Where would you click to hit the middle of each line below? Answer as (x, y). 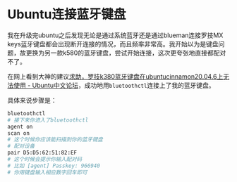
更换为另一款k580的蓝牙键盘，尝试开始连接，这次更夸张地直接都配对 (126, 53)
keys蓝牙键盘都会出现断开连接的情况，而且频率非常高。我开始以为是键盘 (113, 44)
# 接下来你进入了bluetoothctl (48, 120)
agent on (20, 126)
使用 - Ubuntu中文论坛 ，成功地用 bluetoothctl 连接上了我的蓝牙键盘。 (114, 85)
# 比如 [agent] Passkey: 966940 (54, 166)
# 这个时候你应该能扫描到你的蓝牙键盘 (55, 140)
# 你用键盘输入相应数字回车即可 (47, 172)
